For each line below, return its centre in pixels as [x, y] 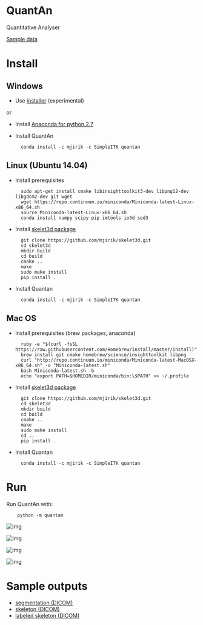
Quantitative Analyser [33, 27]
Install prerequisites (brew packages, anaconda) [75, 333]
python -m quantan [40, 515]
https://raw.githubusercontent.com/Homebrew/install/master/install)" [106, 350]
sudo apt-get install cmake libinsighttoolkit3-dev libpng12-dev [105, 191]
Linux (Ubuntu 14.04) [47, 165]
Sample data [22, 39]
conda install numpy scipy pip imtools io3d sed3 [85, 218]
